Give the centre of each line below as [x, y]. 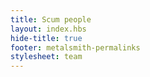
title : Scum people [51, 19]
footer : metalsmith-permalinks [75, 47]
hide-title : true [46, 38]
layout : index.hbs [48, 29]
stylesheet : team [46, 57]
